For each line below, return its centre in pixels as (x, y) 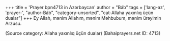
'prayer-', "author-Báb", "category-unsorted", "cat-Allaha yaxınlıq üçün (79, 13)
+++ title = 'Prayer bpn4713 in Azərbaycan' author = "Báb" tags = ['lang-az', (85, 7)
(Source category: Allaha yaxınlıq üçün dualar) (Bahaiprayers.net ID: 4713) (83, 33)
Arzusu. (13, 23)
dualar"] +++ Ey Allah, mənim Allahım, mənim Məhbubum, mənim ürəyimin (83, 18)
